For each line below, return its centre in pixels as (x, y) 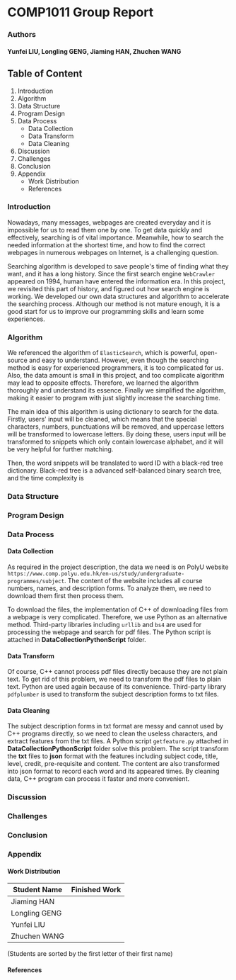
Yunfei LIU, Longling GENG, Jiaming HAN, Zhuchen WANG (94, 51)
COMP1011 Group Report (81, 12)
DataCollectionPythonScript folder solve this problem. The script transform (118, 749)
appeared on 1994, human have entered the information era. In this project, (117, 281)
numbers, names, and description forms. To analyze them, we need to (109, 588)
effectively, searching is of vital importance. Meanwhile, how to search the (116, 237)
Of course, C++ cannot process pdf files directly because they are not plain (117, 672)
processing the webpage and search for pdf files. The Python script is (109, 632)
